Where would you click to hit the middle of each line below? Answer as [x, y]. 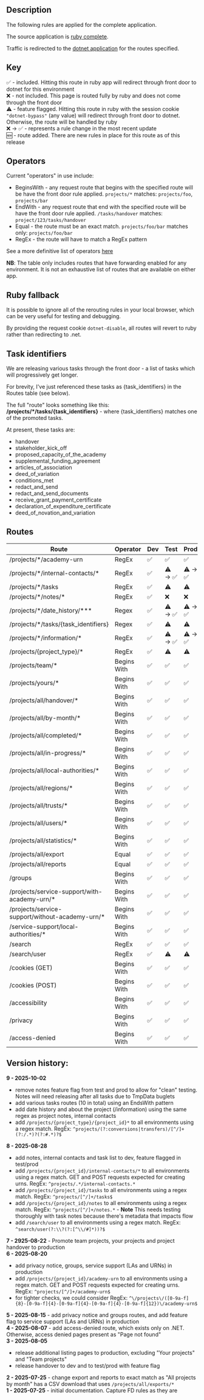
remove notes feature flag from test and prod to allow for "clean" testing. [106, 1090]
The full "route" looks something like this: [58, 405]
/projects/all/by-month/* [45, 717]
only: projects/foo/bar [44, 233]
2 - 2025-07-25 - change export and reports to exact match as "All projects [101, 1377]
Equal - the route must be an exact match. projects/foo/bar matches [101, 226]
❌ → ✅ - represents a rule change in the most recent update [81, 128]
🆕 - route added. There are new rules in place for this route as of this [93, 135]
